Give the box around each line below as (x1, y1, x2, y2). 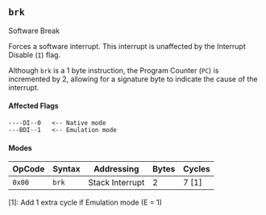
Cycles (182, 163, 211, 175)
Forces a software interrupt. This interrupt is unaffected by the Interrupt (8, 41, 246, 51)
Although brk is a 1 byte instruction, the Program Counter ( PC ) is (8, 65, 219, 75)
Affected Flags (8, 101, 59, 111)
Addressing (94, 163, 139, 175)
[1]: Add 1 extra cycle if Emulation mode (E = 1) (8, 197, 163, 208)
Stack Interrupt (88, 177, 145, 188)
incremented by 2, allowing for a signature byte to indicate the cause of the (8, 74, 258, 84)
